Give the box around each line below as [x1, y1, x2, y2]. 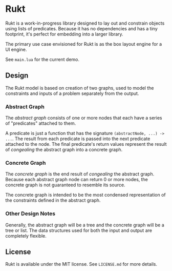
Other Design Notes [5, 210, 55, 217]
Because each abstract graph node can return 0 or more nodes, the [5, 177, 148, 183]
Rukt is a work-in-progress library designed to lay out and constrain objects [5, 20, 165, 26]
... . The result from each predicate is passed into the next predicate [5, 135, 150, 142]
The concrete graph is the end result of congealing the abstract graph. [5, 171, 155, 177]
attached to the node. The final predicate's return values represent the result [5, 141, 167, 147]
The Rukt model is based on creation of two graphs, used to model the [5, 85, 154, 91]
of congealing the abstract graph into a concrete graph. [5, 147, 123, 153]
